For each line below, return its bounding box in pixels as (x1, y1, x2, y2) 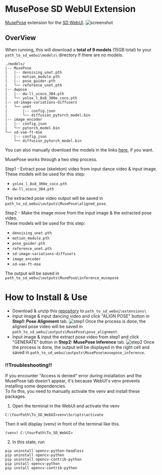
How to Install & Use (5, 292, 88, 302)
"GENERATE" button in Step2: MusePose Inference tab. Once (12, 339, 155, 345)
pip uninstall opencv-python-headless (5, 448, 84, 453)
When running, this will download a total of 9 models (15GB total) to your (5, 46, 152, 52)
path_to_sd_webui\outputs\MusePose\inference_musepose (5, 275, 119, 281)
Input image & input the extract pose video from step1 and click (12, 334, 139, 340)
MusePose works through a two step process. (5, 156, 98, 162)
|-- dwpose (5, 87, 27, 92)
